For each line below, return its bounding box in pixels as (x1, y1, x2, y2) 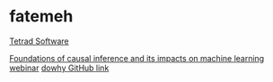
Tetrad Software (9, 36, 69, 46)
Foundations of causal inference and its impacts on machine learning (9, 53, 265, 63)
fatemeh (9, 6, 74, 27)
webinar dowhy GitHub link (9, 62, 110, 73)
